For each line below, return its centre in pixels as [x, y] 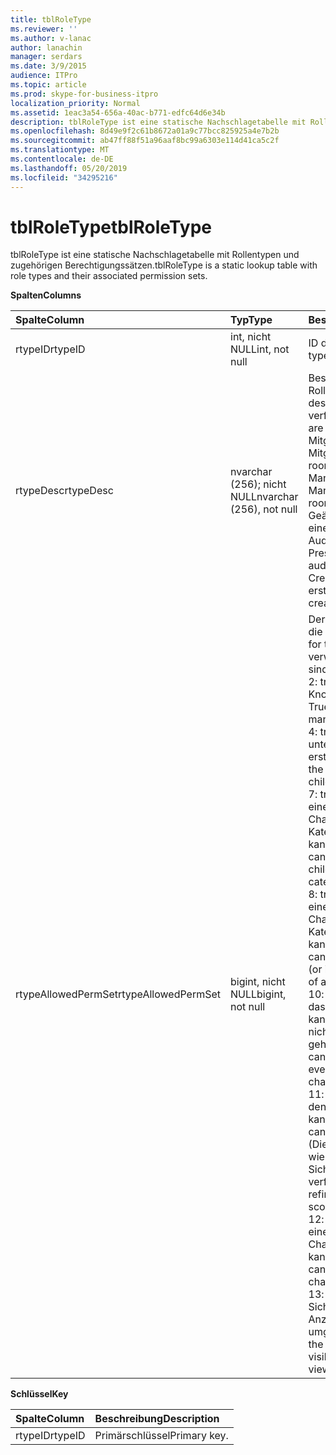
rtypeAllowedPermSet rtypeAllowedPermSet [118, 994]
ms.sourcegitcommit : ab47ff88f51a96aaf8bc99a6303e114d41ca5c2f [145, 141]
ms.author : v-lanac [51, 38]
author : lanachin [46, 47]
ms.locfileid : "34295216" [64, 177]
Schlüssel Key [39, 1394]
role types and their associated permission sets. [109, 276]
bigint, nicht [258, 982]
